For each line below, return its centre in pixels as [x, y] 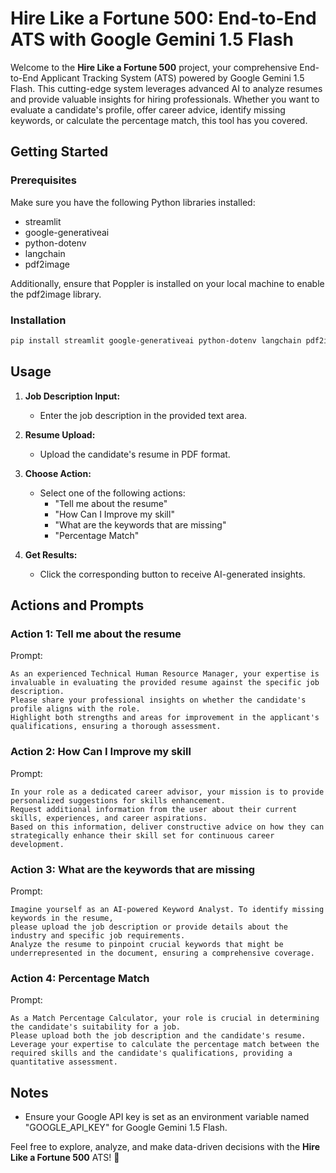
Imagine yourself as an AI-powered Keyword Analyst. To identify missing [167, 909]
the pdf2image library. [56, 294]
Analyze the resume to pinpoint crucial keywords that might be [147, 944]
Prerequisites [43, 180]
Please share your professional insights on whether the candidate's [158, 700]
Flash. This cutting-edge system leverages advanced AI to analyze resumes [166, 88]
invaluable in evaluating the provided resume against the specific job [165, 683]
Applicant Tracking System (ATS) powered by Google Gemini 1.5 [172, 78]
